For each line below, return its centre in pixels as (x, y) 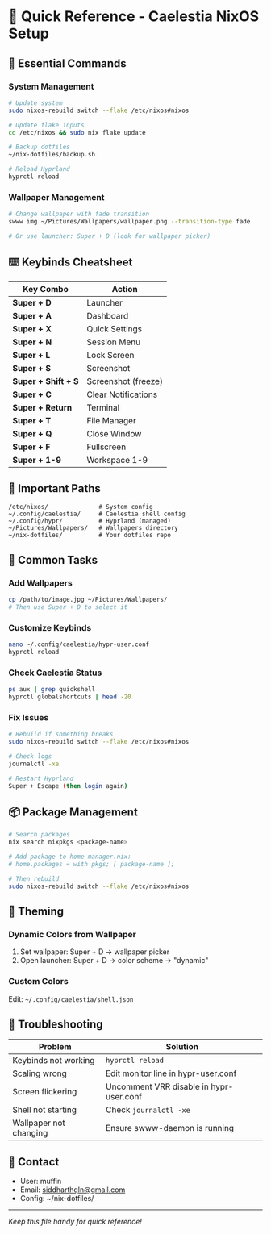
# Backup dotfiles (39, 147)
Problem (55, 1047)
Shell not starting (45, 1110)
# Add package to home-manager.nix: (70, 857)
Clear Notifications (122, 394)
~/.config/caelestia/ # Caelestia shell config (97, 514)
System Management (51, 86)
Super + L (31, 355)
